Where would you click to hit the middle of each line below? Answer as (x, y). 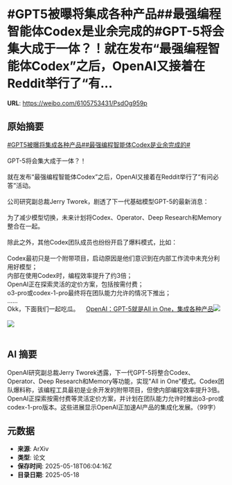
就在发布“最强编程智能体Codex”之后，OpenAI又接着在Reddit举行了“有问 (110, 177)
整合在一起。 (25, 226)
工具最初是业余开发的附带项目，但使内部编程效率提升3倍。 (139, 389)
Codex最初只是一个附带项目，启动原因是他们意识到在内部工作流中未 (105, 258)
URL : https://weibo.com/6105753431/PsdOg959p (77, 103)
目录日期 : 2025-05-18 (48, 475)
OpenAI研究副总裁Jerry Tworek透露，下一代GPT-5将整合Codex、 (101, 372)
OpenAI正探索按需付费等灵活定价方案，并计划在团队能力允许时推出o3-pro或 (116, 398)
